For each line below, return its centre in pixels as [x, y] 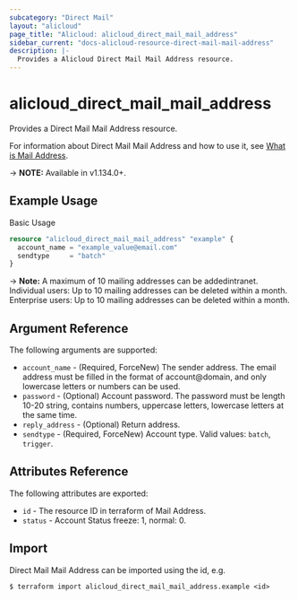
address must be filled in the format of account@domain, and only [144, 377]
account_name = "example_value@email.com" [98, 248]
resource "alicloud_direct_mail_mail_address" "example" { [122, 239]
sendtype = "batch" [61, 256]
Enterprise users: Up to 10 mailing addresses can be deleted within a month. [150, 300]
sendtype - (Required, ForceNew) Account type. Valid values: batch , [146, 434]
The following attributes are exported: [79, 493]
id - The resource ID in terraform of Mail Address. [114, 510]
